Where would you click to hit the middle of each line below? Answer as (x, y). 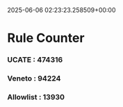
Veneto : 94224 (34, 79)
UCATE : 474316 (35, 60)
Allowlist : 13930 (36, 97)
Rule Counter (46, 38)
